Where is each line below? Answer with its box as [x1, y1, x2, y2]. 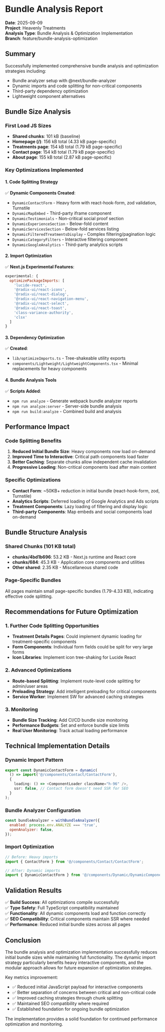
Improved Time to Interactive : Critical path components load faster [12, 454, 149, 460]
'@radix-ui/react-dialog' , [14, 292, 69, 297]
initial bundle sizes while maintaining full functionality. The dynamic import [5, 954, 156, 960]
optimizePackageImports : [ [9, 278, 65, 283]
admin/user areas [12, 683, 48, 689]
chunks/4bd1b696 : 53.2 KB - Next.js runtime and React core [12, 554, 137, 560]
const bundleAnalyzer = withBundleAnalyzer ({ [5, 818, 100, 823]
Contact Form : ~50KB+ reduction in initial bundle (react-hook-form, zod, [12, 487, 160, 493]
